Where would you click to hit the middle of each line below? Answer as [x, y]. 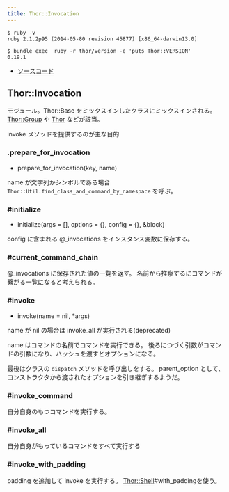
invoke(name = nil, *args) [54, 316]
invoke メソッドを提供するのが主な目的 [63, 134]
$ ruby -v [22, 33]
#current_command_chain [53, 257]
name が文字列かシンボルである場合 [59, 182]
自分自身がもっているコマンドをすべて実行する [74, 446]
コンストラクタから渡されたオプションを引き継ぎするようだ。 [95, 377]
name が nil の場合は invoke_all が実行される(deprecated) [89, 330]
